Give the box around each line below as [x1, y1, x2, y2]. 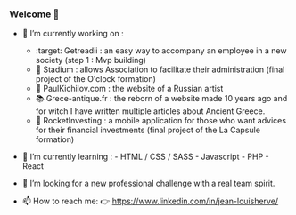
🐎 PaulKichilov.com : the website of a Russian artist [35, 84, 224, 94]
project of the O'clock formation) [35, 74, 156, 84]
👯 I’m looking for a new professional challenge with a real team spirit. [21, 178, 275, 189]
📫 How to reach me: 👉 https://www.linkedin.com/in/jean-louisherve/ [21, 195, 279, 207]
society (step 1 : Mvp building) [35, 55, 147, 66]
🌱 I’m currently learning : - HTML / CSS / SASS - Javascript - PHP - [21, 151, 269, 163]
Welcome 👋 [9, 8, 60, 20]
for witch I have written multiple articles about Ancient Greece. [35, 106, 266, 116]
